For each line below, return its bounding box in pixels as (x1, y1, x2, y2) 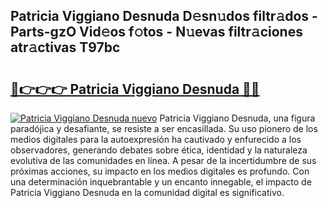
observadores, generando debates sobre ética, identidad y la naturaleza (10, 144, 308, 156)
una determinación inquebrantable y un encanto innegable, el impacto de (10, 176, 312, 188)
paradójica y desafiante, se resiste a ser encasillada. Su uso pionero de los (10, 123, 318, 134)
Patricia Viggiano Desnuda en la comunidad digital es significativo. (10, 187, 285, 198)
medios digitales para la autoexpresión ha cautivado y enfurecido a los (10, 134, 302, 145)
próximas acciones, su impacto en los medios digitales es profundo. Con (10, 165, 310, 177)
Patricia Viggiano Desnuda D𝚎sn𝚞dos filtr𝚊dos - (10, 8, 318, 25)
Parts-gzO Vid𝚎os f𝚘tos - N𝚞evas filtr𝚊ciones (10, 24, 303, 41)
